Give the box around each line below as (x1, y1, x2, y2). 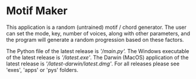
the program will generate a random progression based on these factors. (6, 36, 184, 43)
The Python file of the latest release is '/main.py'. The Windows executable (6, 47, 189, 54)
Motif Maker (6, 4, 68, 18)
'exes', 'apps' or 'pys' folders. (6, 66, 78, 73)
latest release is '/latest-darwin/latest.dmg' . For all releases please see (6, 60, 180, 67)
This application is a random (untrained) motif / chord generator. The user (6, 24, 187, 31)
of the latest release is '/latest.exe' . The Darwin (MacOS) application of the (6, 54, 189, 61)
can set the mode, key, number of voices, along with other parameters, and (6, 29, 191, 37)
